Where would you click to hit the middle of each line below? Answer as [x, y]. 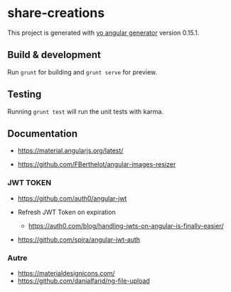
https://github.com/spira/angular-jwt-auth [79, 240]
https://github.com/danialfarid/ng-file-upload [84, 281]
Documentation [43, 134]
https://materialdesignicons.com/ [66, 273]
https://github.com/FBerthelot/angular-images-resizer [97, 164]
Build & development [54, 55]
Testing [25, 95]
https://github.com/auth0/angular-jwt [72, 198]
